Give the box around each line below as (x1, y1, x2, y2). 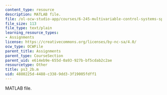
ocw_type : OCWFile (5, 44, 43, 49)
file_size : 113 (5, 21, 37, 26)
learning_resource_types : (5, 30, 59, 35)
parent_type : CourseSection (5, 53, 64, 58)
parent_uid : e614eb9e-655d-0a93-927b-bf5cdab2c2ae (5, 58, 112, 63)
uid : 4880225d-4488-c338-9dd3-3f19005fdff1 (5, 72, 97, 77)
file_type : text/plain (5, 26, 52, 31)
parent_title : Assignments (5, 48, 61, 53)
